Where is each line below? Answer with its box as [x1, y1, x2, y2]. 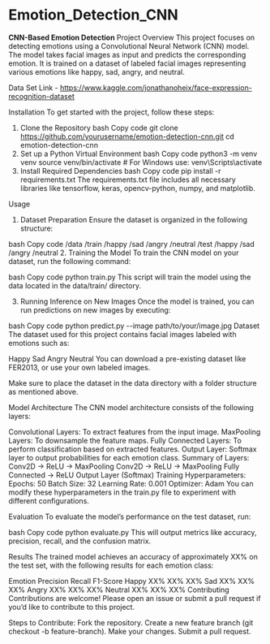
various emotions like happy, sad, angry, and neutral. [8, 67, 185, 76]
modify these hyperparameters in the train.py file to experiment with [8, 487, 237, 497]
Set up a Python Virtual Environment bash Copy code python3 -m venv [19, 149, 258, 158]
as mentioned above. [8, 387, 79, 396]
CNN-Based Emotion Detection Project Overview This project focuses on [8, 32, 255, 42]
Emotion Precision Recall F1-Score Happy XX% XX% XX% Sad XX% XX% [8, 576, 255, 586]
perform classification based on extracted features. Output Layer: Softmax [8, 444, 257, 454]
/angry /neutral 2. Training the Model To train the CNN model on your [8, 248, 239, 257]
